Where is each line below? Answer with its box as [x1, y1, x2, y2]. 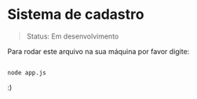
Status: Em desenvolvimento [26, 31, 119, 41]
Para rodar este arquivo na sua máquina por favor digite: [7, 46, 190, 56]
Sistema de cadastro [7, 5, 144, 24]
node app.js [7, 68, 46, 76]
